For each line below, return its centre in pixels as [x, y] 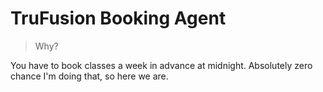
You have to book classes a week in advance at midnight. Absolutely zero [161, 65]
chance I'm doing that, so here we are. [89, 76]
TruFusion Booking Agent [118, 18]
